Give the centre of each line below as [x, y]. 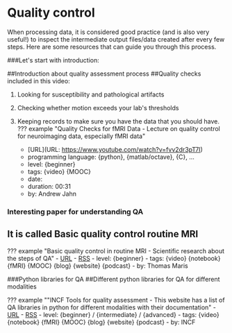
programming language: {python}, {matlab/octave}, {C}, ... [111, 157]
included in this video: [39, 80]
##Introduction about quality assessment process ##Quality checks [104, 74]
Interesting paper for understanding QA [75, 212]
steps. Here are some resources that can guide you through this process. [112, 46]
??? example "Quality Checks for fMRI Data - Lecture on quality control [118, 128]
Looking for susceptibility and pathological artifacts [91, 94]
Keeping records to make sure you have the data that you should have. [118, 121]
